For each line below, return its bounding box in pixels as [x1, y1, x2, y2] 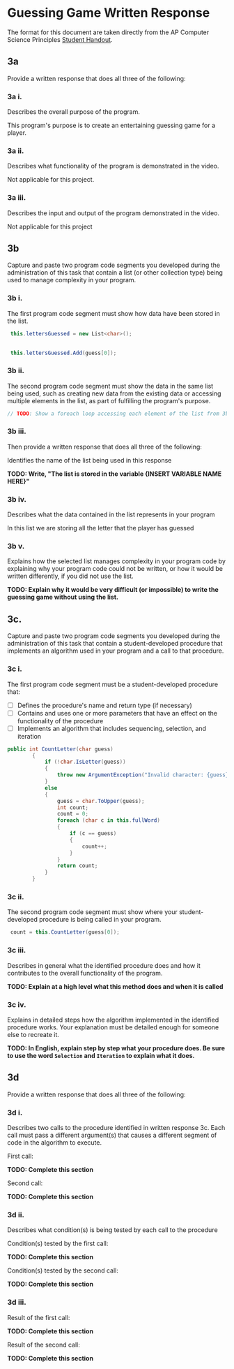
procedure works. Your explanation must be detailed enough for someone [7, 1022, 219, 1031]
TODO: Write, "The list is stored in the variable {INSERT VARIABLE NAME [7, 470, 222, 478]
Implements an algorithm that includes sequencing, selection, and [17, 724, 207, 732]
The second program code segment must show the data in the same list [7, 382, 214, 390]
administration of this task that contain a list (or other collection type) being [7, 268, 223, 277]
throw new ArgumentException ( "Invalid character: [56, 772, 204, 778]
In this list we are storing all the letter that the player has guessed [7, 524, 194, 533]
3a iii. [7, 193, 26, 203]
